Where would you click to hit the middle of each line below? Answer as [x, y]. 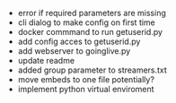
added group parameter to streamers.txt [92, 70]
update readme [46, 60]
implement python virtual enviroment [86, 89]
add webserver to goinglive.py [74, 51]
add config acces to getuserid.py [79, 41]
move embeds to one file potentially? [86, 79]
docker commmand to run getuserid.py [90, 32]
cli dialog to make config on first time [86, 22]
